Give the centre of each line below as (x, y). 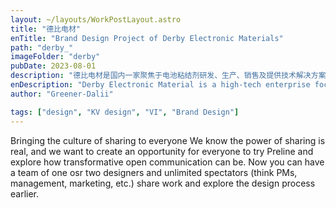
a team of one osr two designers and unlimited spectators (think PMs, (154, 172)
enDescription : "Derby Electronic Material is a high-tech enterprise (160, 85)
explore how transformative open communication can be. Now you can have (167, 162)
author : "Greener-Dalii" (62, 94)
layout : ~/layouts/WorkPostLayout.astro (96, 19)
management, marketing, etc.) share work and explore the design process (163, 183)
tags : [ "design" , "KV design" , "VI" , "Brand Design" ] (125, 112)
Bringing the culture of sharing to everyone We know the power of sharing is (168, 140)
